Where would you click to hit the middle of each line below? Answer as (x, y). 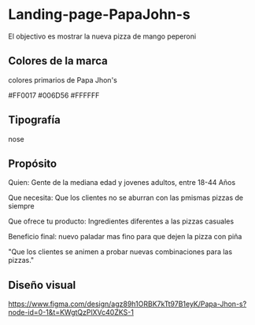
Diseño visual (42, 285)
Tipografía (34, 120)
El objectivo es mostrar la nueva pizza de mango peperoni (102, 36)
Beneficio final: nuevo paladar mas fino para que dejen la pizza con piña (125, 237)
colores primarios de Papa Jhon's (63, 79)
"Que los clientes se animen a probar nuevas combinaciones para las (120, 252)
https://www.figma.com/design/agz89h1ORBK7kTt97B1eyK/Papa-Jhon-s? (128, 304)
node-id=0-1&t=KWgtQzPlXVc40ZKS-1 (71, 312)
